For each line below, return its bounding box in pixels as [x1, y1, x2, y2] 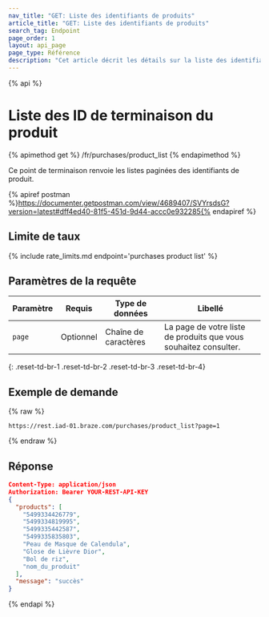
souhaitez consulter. [163, 341, 241, 353]
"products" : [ [15, 502, 62, 511]
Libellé [197, 303, 224, 314]
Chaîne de [105, 326, 144, 337]
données [113, 308, 148, 319]
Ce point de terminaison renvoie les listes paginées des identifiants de [8, 165, 240, 175]
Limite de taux [8, 230, 81, 244]
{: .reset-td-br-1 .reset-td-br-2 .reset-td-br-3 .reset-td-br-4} [8, 362, 206, 372]
